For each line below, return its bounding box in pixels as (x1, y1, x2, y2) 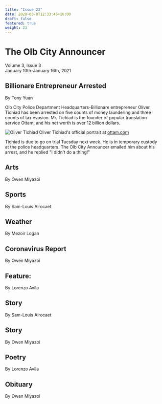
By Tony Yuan (5, 95, 33, 101)
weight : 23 (5, 25, 27, 30)
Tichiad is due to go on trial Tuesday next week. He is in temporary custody (5, 139, 158, 145)
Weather (5, 217, 32, 226)
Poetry (5, 353, 26, 361)
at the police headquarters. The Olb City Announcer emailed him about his (5, 144, 155, 149)
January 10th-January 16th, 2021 (5, 68, 71, 74)
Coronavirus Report (5, 245, 67, 253)
